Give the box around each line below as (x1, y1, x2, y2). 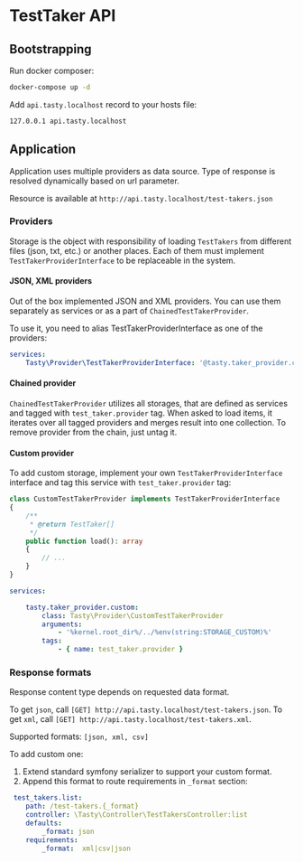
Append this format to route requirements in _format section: (22, 776, 248, 787)
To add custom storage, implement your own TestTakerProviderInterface (9, 467, 283, 479)
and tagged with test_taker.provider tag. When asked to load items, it (9, 408, 273, 418)
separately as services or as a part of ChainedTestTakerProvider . (9, 305, 250, 316)
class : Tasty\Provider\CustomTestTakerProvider (41, 611, 224, 620)
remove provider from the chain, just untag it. (9, 426, 178, 438)
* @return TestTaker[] (29, 520, 115, 529)
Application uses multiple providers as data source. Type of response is (9, 165, 276, 176)
